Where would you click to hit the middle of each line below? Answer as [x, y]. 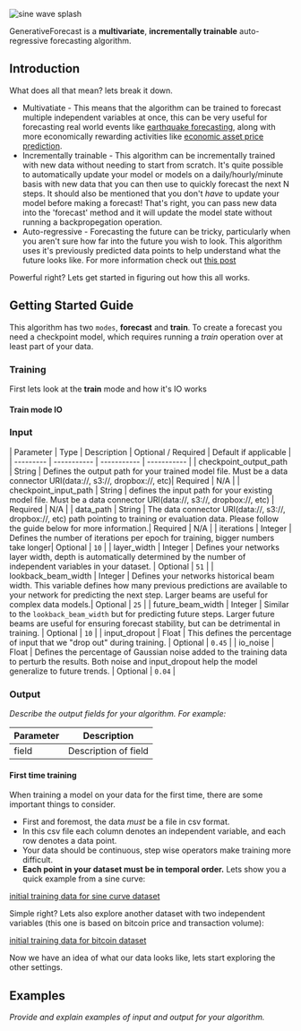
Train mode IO [36, 409]
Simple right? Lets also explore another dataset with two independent [138, 914]
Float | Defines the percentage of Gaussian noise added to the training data [148, 652]
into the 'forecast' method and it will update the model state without [147, 212]
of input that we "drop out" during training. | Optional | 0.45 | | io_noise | [142, 642]
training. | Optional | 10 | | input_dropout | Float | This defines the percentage [150, 632]
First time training [43, 775]
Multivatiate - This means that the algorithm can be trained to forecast [152, 107]
